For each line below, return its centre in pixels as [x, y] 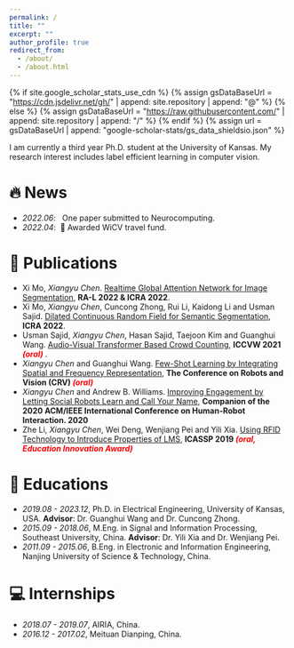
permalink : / [33, 17]
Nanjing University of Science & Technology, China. [116, 556]
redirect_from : [37, 51]
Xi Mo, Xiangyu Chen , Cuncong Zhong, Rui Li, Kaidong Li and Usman [148, 307]
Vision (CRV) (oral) [58, 382]
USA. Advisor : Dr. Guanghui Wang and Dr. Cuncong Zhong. [131, 518]
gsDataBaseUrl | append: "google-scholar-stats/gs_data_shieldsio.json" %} [147, 130]
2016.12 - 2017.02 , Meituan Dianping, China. [102, 634]
